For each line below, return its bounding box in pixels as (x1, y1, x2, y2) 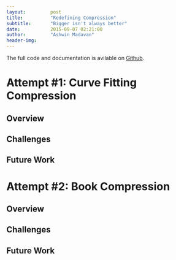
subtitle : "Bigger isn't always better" (6, 20, 128, 26)
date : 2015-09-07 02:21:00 (6, 26, 103, 32)
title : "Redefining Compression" (6, 15, 117, 21)
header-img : (6, 37, 37, 44)
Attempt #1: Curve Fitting (6, 76, 137, 90)
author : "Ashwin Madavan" (6, 32, 95, 38)
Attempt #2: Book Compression (6, 179, 170, 193)
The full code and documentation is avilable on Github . (6, 55, 145, 61)
